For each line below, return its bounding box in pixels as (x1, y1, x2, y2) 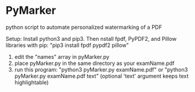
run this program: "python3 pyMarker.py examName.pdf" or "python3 (14, 66, 188, 73)
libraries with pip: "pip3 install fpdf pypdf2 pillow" (5, 41, 129, 49)
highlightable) (14, 79, 49, 86)
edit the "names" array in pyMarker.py (14, 53, 110, 60)
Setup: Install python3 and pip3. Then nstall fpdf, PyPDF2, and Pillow (5, 35, 177, 42)
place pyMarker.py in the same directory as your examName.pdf (14, 60, 174, 67)
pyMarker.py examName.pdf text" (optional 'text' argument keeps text (14, 72, 189, 79)
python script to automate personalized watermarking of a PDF (5, 23, 162, 31)
